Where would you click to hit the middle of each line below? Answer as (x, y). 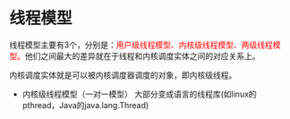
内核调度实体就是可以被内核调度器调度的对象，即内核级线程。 (123, 75)
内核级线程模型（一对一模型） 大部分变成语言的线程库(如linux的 (139, 94)
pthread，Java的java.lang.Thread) (85, 105)
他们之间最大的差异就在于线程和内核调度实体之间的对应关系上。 (143, 55)
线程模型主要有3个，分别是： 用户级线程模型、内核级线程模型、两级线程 (141, 45)
